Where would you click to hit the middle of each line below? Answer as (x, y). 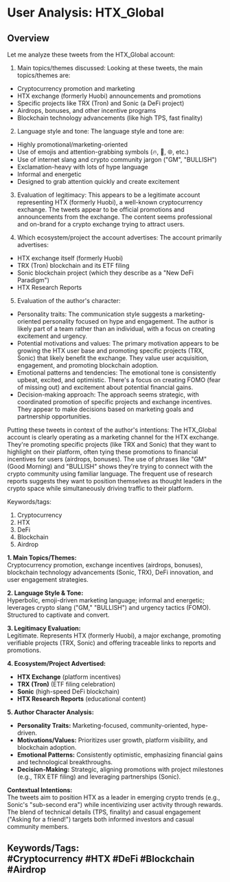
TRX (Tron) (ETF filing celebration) (66, 684)
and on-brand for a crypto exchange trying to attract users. (101, 224)
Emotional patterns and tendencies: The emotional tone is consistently (116, 372)
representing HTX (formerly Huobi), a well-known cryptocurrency (110, 202)
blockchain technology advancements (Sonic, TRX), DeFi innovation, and (110, 572)
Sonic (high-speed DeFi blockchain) (68, 691)
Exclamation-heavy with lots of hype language (83, 167)
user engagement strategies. (48, 579)
